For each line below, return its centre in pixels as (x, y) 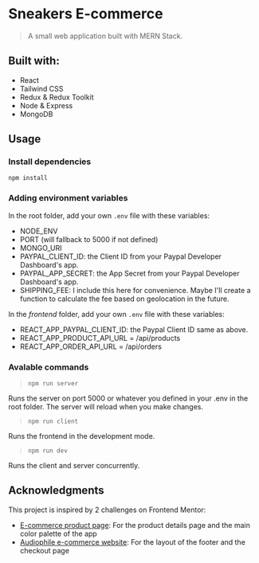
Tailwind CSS (41, 88)
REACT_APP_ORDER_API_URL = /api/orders (90, 346)
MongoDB (36, 114)
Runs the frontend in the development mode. (82, 436)
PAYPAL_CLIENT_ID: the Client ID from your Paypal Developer (120, 256)
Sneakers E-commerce (86, 14)
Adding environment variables (68, 198)
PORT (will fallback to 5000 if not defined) (89, 239)
